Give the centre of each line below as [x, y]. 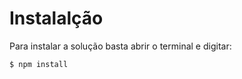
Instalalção [56, 18]
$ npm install [39, 64]
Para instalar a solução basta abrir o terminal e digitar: [120, 46]
